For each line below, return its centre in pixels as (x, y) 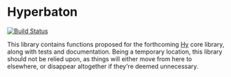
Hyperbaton (42, 12)
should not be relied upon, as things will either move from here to (100, 58)
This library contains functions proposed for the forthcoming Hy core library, (116, 44)
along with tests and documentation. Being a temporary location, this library (115, 52)
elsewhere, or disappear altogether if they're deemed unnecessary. (103, 66)
